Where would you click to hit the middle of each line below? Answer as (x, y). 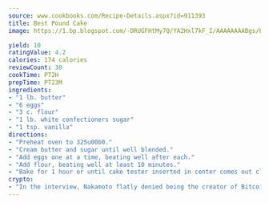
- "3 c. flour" (34, 112)
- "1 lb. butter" (37, 97)
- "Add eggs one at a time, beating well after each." (102, 157)
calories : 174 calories (48, 60)
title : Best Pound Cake (48, 23)
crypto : (21, 180)
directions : (28, 135)
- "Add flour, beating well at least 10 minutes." (94, 164)
